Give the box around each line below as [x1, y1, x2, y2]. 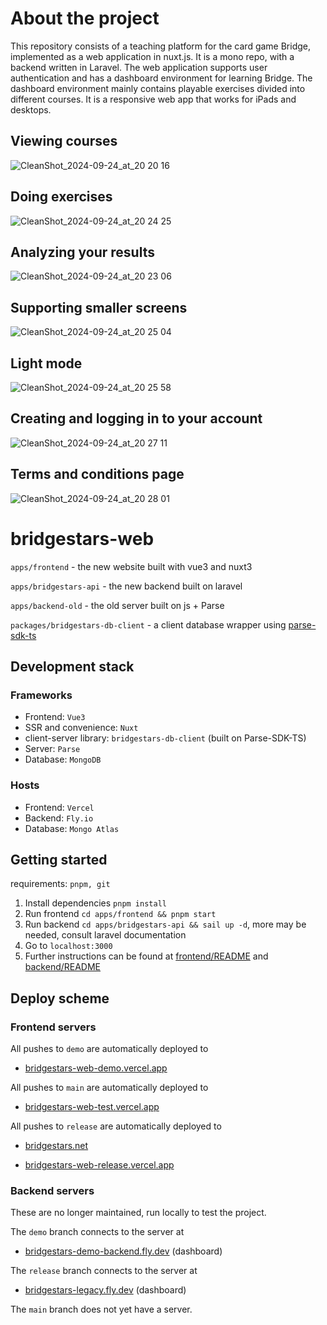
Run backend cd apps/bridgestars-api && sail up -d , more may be [24, 918, 307, 931]
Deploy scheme [10, 990, 110, 1007]
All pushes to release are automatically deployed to [10, 1120, 222, 1132]
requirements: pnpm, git [10, 878, 111, 890]
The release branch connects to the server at [10, 1265, 198, 1277]
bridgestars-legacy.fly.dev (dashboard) [24, 1284, 187, 1296]
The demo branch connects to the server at [10, 1226, 185, 1238]
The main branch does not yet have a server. [10, 1303, 193, 1316]
